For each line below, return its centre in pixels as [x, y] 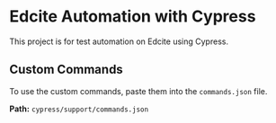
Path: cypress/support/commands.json [79, 109]
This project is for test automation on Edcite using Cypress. [119, 41]
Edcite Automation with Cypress [133, 17]
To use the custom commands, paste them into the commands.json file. [138, 91]
